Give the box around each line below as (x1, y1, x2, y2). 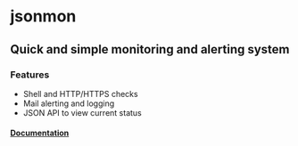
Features (10, 69, 50, 81)
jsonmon (10, 6, 77, 27)
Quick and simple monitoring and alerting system (10, 42, 290, 57)
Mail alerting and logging (22, 98, 115, 109)
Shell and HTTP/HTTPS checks (22, 88, 138, 99)
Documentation (10, 127, 70, 139)
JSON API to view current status (22, 107, 142, 118)
